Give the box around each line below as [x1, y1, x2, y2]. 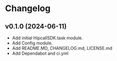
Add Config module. [12, 40, 53, 46]
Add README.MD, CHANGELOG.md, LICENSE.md [12, 46, 113, 51]
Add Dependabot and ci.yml [12, 50, 69, 56]
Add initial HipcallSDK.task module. [12, 35, 83, 41]
